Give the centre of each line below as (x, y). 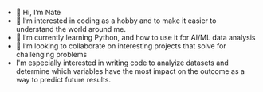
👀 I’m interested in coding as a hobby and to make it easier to (116, 21)
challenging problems (51, 54)
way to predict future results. (63, 80)
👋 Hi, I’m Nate (38, 12)
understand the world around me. (71, 29)
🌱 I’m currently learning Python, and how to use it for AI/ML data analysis (135, 37)
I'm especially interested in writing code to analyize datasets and (122, 63)
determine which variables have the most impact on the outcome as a (130, 71)
